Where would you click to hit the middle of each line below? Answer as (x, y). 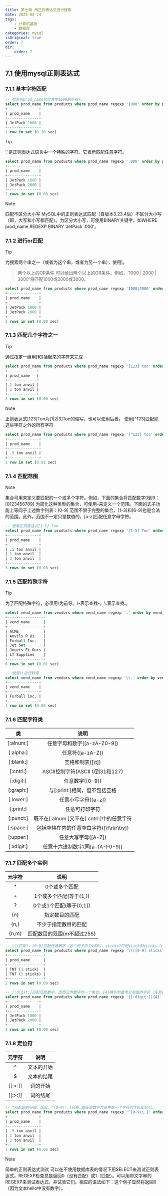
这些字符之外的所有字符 (29, 425)
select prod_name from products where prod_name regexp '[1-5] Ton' (78, 531)
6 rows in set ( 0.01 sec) (32, 664)
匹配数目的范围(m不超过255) (62, 934)
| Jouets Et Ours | (25, 650)
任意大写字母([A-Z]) (82, 837)
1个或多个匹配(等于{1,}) (62, 896)
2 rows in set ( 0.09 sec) (32, 983)
